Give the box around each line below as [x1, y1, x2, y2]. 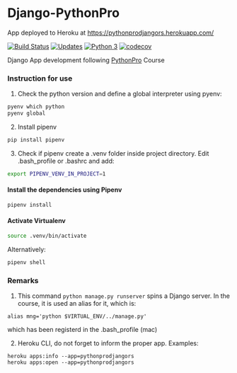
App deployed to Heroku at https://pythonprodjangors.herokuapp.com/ [7, 28, 214, 37]
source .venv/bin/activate [7, 232, 87, 240]
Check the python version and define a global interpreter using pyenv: [17, 90, 222, 98]
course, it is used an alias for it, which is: [17, 299, 137, 308]
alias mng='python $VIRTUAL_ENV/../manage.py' [7, 313, 147, 320]
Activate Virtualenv [7, 217, 66, 225]
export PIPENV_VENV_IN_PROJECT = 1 [7, 170, 106, 178]
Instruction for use [7, 73, 73, 83]
